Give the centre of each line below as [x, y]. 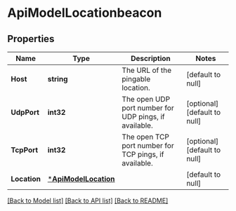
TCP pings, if [143, 154]
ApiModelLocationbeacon [85, 13]
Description [151, 59]
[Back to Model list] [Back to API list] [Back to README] [88, 200]
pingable [136, 79]
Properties [31, 39]
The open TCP [146, 137]
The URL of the [147, 70]
